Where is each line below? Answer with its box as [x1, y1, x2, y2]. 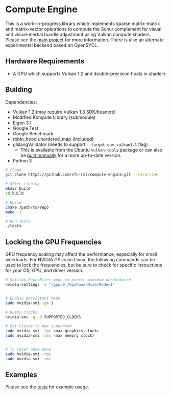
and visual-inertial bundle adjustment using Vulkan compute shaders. [5, 31, 152, 37]
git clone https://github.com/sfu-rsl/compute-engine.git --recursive [5, 172, 159, 177]
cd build [5, 191, 24, 196]
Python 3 [12, 157, 32, 164]
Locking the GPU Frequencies [5, 237, 102, 246]
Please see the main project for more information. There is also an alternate [5, 37, 164, 43]
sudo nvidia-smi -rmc [5, 356, 52, 361]
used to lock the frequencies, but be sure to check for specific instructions [5, 262, 162, 268]
